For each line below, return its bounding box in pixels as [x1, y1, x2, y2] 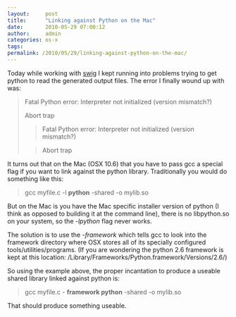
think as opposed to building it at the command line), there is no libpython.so [7, 209, 230, 218]
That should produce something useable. [7, 301, 127, 310]
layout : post [7, 10, 58, 18]
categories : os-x [7, 37, 58, 44]
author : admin [7, 30, 61, 37]
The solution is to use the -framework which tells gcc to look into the [7, 230, 207, 239]
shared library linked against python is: [7, 274, 120, 282]
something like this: [7, 174, 64, 183]
